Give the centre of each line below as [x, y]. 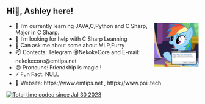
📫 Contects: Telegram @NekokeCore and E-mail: [77, 52]
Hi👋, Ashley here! [40, 11]
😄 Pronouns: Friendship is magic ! [58, 67]
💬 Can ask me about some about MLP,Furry [70, 45]
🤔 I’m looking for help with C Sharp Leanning [71, 39]
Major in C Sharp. [37, 32]
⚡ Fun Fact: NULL [37, 74]
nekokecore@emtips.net [46, 61]
